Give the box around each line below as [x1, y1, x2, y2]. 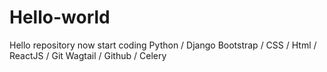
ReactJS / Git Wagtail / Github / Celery [9, 49, 167, 61]
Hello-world [9, 6, 111, 29]
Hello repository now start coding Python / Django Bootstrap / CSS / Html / [9, 39, 317, 51]
